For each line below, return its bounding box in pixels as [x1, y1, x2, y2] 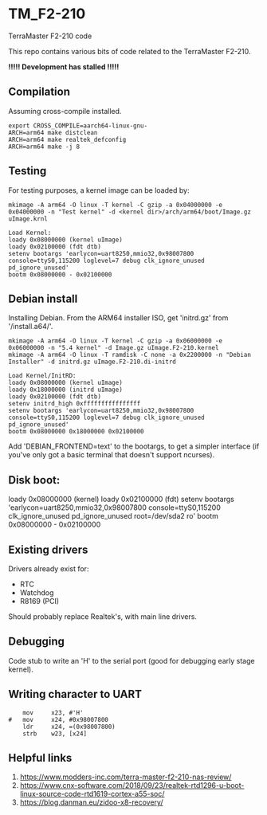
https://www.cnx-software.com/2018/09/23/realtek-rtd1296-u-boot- [19, 781, 245, 790]
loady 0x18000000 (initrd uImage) [8, 386, 124, 394]
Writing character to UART [8, 688, 142, 701]
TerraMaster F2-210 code [8, 31, 92, 41]
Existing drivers [8, 543, 88, 556]
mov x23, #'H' [22, 708, 84, 717]
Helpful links [8, 751, 73, 765]
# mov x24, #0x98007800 [8, 715, 109, 723]
